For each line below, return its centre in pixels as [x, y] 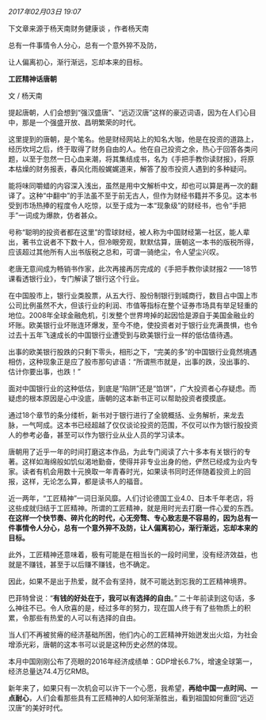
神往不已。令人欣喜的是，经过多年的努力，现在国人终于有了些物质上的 [129, 608]
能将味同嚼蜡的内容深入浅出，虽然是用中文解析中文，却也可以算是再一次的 [129, 186]
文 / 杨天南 [25, 96]
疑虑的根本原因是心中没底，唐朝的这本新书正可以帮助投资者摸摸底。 [119, 398]
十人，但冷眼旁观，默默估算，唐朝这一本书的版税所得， [167, 242]
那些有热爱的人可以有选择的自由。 [84, 618]
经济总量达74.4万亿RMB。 [51, 671]
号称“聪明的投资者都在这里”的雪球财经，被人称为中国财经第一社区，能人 [126, 232]
